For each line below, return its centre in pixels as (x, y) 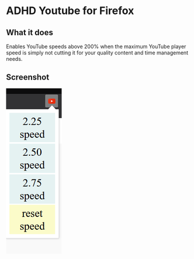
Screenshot (28, 77)
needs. (14, 59)
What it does (30, 33)
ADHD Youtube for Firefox (70, 11)
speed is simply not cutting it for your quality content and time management (97, 53)
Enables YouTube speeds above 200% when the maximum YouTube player (96, 46)
